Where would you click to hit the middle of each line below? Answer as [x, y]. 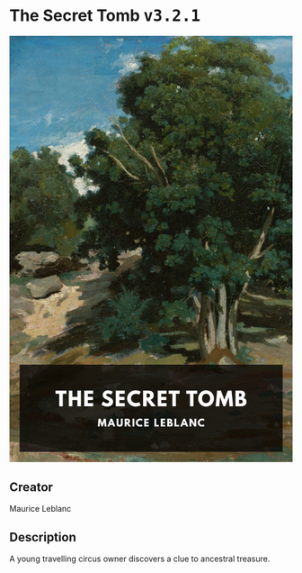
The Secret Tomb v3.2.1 [105, 16]
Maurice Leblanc [40, 509]
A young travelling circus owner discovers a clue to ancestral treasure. [140, 559]
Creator [31, 487]
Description [43, 537]
